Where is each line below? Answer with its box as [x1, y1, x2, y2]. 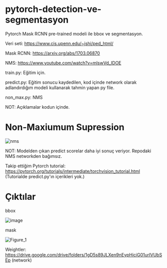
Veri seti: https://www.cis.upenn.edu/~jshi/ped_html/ [5, 40, 114, 46]
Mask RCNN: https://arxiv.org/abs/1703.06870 [5, 50, 100, 56]
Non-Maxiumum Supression [5, 122, 125, 133]
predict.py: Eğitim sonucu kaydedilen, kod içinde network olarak [5, 79, 137, 85]
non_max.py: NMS [5, 94, 43, 100]
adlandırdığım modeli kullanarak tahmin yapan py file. [5, 84, 115, 91]
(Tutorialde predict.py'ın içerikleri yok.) [5, 173, 85, 179]
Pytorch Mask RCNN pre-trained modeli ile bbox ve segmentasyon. [5, 31, 143, 37]
